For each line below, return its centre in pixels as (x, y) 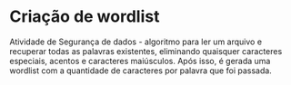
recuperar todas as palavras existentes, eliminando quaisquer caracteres (146, 51)
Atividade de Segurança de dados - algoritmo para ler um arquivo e (135, 42)
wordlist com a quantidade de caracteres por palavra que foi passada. (141, 71)
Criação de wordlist (85, 17)
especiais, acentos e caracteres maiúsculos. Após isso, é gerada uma (140, 61)
